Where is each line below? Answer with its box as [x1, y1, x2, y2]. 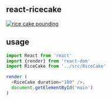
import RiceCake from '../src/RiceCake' [6, 64, 107, 69]
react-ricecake [6, 5, 62, 15]
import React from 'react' [6, 53, 72, 58]
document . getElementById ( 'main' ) [11, 85, 93, 90]
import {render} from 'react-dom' [6, 58, 91, 64]
